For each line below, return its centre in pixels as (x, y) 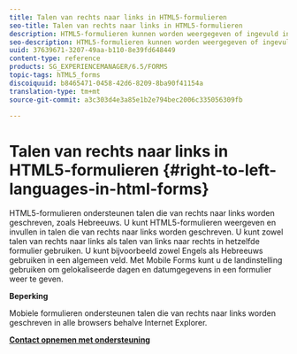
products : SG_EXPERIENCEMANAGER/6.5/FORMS (88, 67)
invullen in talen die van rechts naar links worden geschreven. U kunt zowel (146, 232)
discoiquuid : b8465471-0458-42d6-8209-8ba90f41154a (106, 83)
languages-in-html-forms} (109, 189)
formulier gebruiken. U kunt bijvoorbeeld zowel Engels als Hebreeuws (136, 251)
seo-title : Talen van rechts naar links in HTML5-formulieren (126, 26)
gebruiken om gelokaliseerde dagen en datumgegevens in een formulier (141, 270)
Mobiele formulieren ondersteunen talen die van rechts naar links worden (143, 313)
